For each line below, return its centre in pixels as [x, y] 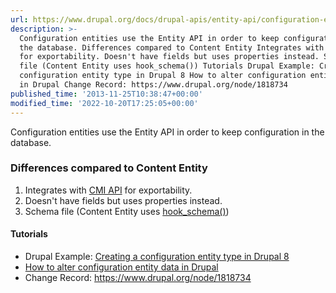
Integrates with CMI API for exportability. [108, 190]
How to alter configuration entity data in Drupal [121, 267]
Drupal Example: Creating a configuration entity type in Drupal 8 [157, 256]
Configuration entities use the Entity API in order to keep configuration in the [167, 132]
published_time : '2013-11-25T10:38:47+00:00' [106, 94]
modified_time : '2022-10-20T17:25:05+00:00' [104, 103]
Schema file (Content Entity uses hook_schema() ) [127, 211]
